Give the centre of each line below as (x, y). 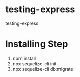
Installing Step (37, 44)
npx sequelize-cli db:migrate (43, 69)
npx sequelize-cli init (35, 63)
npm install (24, 58)
